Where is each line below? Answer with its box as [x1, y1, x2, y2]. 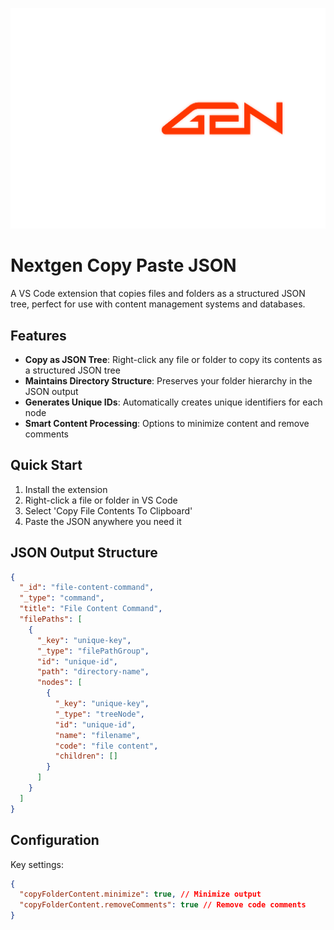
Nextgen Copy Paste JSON [10, 254, 237, 277]
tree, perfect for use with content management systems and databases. [10, 298, 306, 310]
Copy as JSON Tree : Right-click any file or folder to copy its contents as [24, 353, 323, 365]
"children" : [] [54, 751, 118, 762]
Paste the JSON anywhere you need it [24, 515, 182, 527]
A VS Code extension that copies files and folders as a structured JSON [10, 288, 306, 300]
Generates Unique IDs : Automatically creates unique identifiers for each [24, 396, 323, 408]
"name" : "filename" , [54, 730, 141, 740]
